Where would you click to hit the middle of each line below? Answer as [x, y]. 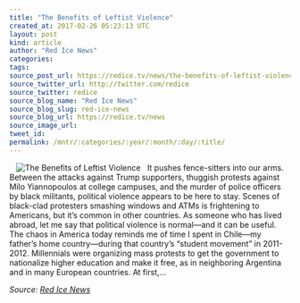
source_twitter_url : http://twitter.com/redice [100, 84]
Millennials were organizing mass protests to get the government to [155, 253]
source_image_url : [43, 126]
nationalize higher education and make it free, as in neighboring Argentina [146, 262]
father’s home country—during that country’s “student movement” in [135, 243]
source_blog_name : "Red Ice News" [74, 101]
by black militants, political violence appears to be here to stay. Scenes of [145, 196]
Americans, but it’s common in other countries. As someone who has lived [146, 215]
